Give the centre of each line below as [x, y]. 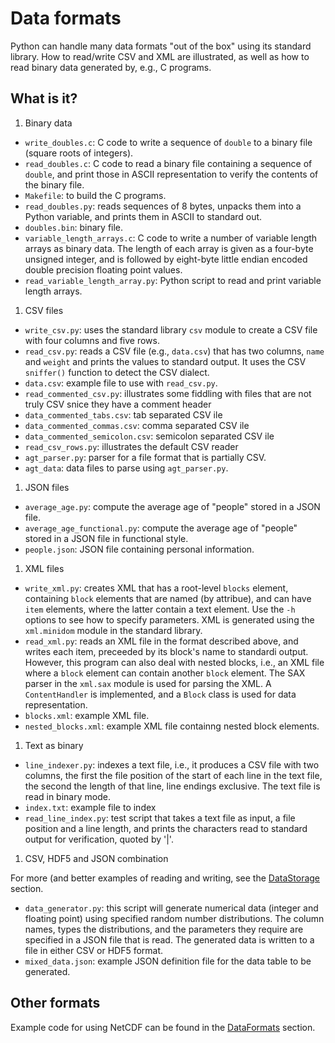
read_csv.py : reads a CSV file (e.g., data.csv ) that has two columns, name [174, 351]
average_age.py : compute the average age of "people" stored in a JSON [172, 506]
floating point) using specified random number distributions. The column [174, 918]
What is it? [44, 98]
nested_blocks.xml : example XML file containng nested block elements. [172, 726]
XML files [44, 568]
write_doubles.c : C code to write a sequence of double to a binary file [168, 142]
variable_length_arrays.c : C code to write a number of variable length [171, 238]
